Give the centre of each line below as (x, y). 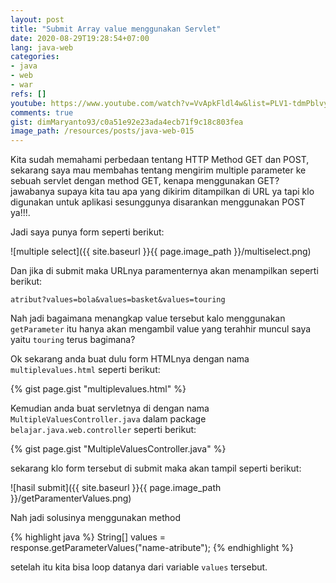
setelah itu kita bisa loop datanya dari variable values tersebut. (139, 567)
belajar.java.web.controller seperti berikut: (103, 430)
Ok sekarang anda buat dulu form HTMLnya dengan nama (130, 359)
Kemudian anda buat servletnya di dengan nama (110, 408)
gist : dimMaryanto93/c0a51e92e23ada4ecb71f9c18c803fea (127, 122)
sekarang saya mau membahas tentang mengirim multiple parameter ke (158, 170)
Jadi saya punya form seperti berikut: (87, 232)
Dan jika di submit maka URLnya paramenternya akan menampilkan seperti (164, 271)
